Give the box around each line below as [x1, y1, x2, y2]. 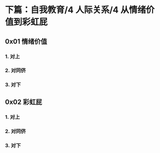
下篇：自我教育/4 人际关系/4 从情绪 [5, 4, 146, 15]
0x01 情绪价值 [5, 37, 48, 46]
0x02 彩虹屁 [5, 98, 42, 106]
